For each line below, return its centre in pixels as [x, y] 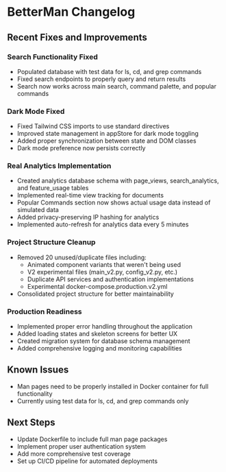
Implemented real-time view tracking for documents [90, 196]
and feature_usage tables [53, 188]
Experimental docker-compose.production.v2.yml [97, 286]
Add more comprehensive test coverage [74, 453]
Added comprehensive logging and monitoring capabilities [100, 349]
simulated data [38, 210]
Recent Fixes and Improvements [77, 37]
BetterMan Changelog [71, 12]
